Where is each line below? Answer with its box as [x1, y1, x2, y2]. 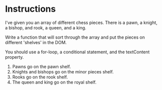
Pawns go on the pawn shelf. [12, 64, 71, 69]
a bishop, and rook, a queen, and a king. [5, 24, 87, 30]
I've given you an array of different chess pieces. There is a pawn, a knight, [5, 20, 158, 25]
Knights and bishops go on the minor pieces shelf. [12, 68, 114, 74]
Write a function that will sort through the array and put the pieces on [5, 34, 145, 40]
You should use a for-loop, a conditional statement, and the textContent [5, 49, 150, 55]
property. [5, 54, 24, 60]
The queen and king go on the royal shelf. [12, 79, 97, 85]
